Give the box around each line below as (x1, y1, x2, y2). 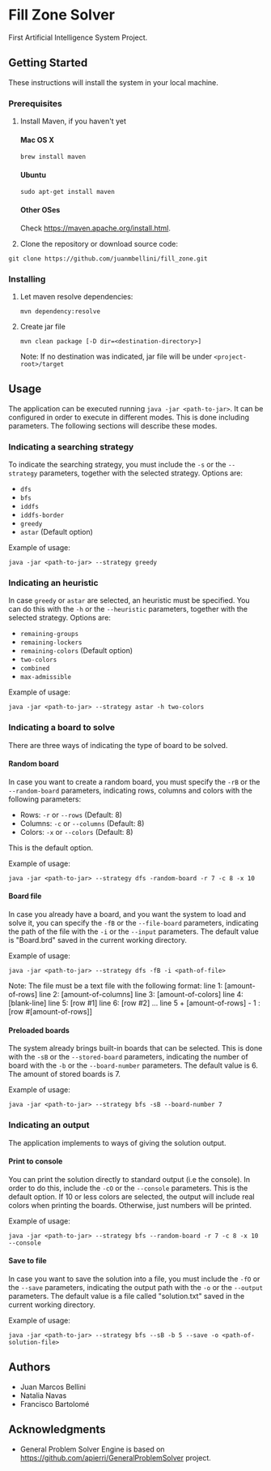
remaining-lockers (19, 639, 83, 647)
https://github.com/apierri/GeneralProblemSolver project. (19, 1452, 212, 1462)
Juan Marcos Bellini (19, 1382, 87, 1391)
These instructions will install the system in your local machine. (8, 77, 218, 87)
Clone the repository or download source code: (19, 239, 178, 248)
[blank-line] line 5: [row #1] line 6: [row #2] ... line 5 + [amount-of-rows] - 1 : (8, 998, 260, 1008)
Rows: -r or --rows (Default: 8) (19, 810, 123, 819)
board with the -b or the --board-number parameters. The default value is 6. (8, 1060, 259, 1070)
